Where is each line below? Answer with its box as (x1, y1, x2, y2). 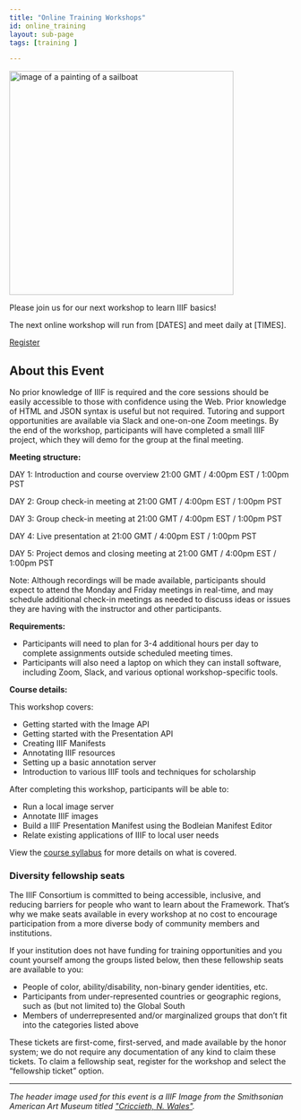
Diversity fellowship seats (9, 869, 125, 882)
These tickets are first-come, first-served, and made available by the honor (9, 1037, 287, 1048)
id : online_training (9, 22, 87, 30)
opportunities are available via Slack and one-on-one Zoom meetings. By (9, 416, 279, 426)
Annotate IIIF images (21, 811, 99, 822)
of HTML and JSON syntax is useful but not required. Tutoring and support (9, 406, 285, 417)
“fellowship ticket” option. (9, 1065, 105, 1076)
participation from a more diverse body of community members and (9, 918, 260, 929)
